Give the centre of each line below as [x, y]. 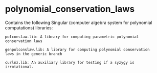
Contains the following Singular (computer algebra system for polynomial [79, 23]
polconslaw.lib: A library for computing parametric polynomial [72, 37]
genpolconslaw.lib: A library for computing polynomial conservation [78, 49]
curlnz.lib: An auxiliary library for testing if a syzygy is [70, 62]
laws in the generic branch [34, 54]
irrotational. [20, 67]
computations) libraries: [29, 27]
